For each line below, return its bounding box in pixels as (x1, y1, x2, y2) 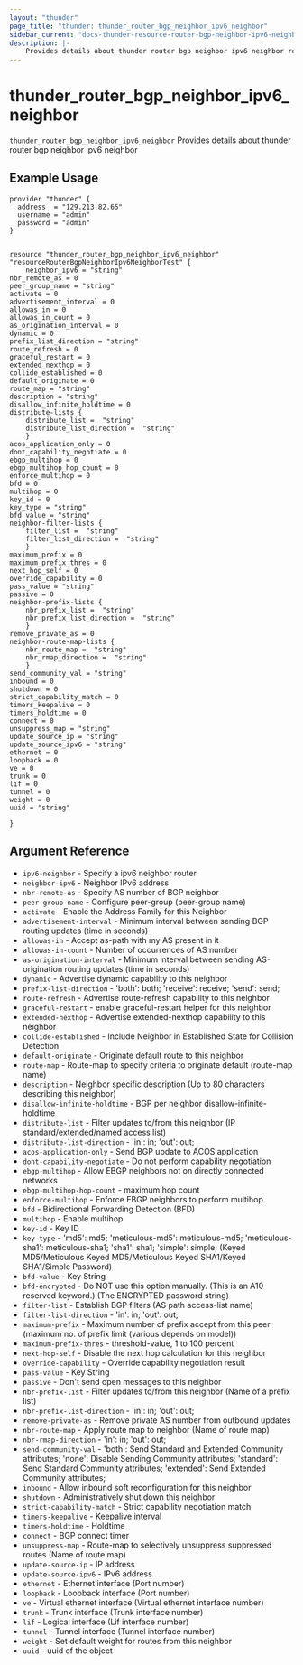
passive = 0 (9, 589, 54, 599)
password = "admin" (17, 218, 91, 227)
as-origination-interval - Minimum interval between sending (22, 954, 254, 965)
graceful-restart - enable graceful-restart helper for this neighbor (22, 1002, 271, 1013)
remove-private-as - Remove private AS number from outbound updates (22, 1415, 291, 1426)
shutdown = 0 (9, 684, 59, 694)
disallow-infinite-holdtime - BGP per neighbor (22, 1098, 203, 1108)
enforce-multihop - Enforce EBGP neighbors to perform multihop (22, 1193, 264, 1204)
